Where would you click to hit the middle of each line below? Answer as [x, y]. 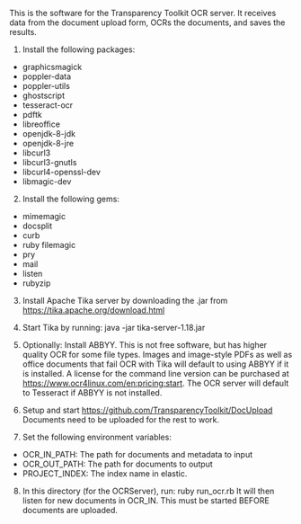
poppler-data [47, 76]
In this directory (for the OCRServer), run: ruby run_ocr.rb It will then [148, 491]
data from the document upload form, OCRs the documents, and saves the [147, 22]
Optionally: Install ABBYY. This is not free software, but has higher [145, 345]
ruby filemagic [49, 245]
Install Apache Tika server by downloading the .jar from [125, 301]
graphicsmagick [52, 67]
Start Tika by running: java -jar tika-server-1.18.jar [114, 328]
